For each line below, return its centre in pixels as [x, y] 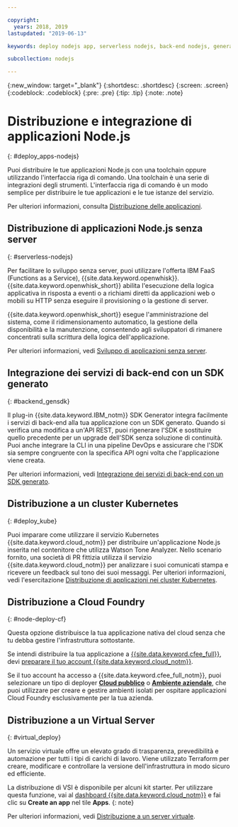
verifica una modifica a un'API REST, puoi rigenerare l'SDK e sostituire [109, 430]
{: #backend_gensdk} [39, 401]
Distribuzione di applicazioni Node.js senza [105, 229]
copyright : [23, 20]
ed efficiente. [27, 774]
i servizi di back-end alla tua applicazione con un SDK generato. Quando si [116, 422]
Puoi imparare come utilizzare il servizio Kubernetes [83, 534]
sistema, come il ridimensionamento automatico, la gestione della [103, 322]
